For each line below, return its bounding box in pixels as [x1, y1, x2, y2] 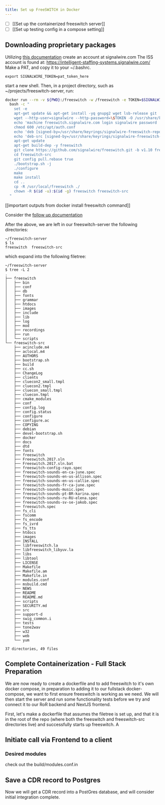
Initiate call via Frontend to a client [5, 736, 112, 744]
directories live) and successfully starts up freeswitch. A [5, 721, 119, 727]
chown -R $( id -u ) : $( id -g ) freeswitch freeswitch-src [14, 189, 129, 194]
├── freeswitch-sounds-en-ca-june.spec [14, 470, 96, 475]
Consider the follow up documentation [5, 212, 82, 218]
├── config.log [14, 405, 45, 410]
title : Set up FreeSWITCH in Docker [5, 7, 80, 12]
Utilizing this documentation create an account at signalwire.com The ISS [5, 54, 153, 60]
